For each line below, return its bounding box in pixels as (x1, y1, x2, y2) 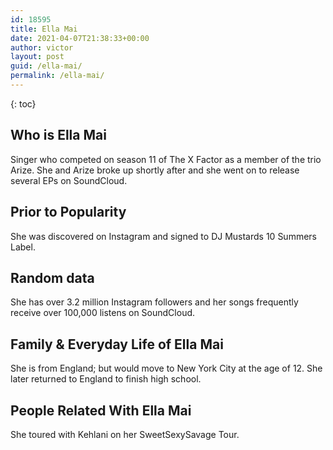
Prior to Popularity (10, 204, 127, 221)
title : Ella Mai (10, 24, 78, 34)
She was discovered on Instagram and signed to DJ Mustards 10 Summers (10, 230, 317, 242)
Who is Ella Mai (10, 127, 107, 144)
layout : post (10, 52, 65, 62)
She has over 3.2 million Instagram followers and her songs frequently (10, 296, 299, 308)
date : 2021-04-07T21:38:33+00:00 (10, 33, 150, 43)
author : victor (10, 42, 74, 53)
